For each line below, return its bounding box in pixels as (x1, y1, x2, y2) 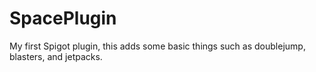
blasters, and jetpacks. (9, 50, 103, 62)
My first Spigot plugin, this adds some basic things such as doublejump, (9, 40, 306, 52)
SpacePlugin (9, 7, 117, 30)
